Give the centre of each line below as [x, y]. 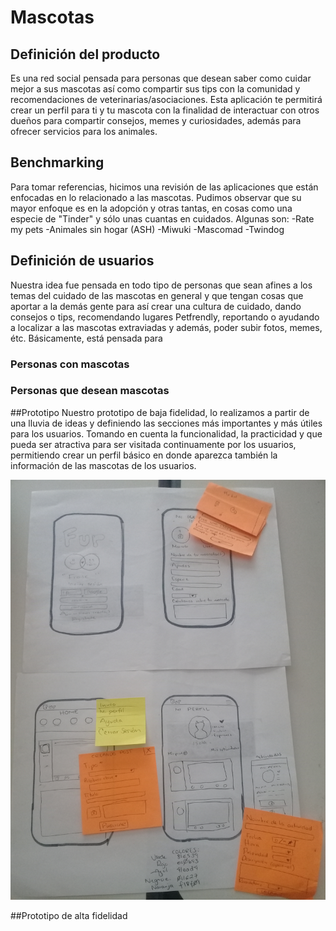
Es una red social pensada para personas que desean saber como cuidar [161, 78]
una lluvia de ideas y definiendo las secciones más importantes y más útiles [166, 423]
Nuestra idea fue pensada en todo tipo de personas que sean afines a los [161, 285]
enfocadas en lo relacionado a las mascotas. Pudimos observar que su [156, 197]
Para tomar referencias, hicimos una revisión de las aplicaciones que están [164, 187]
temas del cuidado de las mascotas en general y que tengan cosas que [157, 295]
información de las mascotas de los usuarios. [103, 465]
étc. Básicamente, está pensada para [86, 338]
